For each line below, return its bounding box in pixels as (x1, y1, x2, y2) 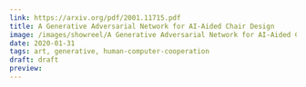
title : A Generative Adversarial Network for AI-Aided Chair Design (9, 22, 275, 31)
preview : (9, 64, 43, 73)
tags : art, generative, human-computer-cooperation (9, 47, 209, 56)
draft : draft (9, 55, 59, 64)
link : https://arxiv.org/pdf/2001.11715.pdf (9, 13, 181, 23)
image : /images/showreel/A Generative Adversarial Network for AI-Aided (9, 30, 291, 39)
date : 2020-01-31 (9, 38, 76, 48)
